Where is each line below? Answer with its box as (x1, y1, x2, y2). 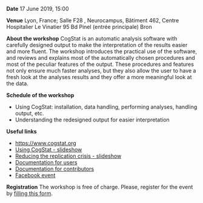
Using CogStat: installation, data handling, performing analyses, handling (15, 103, 198, 111)
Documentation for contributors (15, 166, 95, 172)
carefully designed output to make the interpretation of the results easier (6, 42, 188, 48)
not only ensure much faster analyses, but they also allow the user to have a (6, 67, 196, 74)
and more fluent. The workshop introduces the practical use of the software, (6, 48, 198, 55)
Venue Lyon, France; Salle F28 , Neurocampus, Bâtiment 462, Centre (6, 17, 179, 24)
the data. (6, 80, 28, 87)
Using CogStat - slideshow (15, 146, 82, 153)
